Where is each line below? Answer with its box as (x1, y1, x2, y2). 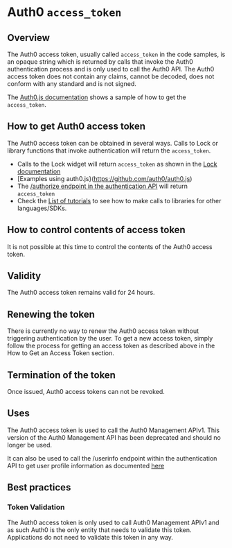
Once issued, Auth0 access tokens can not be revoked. (7, 388, 165, 396)
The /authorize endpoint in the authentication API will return (17, 182, 188, 190)
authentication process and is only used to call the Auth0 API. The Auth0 (7, 65, 215, 73)
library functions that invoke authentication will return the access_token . (7, 146, 211, 155)
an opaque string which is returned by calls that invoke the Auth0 (7, 58, 194, 66)
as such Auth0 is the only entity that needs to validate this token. (7, 525, 192, 534)
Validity (7, 270, 42, 282)
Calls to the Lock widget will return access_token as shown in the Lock (17, 160, 217, 168)
